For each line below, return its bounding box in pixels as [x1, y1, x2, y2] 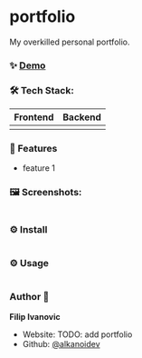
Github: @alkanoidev [22, 338, 101, 349]
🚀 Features [9, 143, 58, 155]
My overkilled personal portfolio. [9, 36, 130, 47]
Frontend [14, 111, 54, 124]
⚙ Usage [9, 256, 50, 269]
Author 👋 [9, 291, 50, 303]
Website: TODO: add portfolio [22, 329, 133, 340]
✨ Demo [9, 59, 46, 72]
